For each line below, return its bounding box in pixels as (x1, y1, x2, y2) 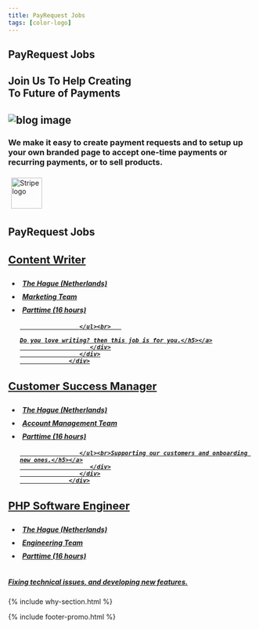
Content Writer (8, 253, 86, 267)
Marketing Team (22, 292, 77, 302)
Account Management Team (22, 418, 117, 427)
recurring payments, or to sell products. (8, 156, 163, 167)
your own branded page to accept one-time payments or (8, 147, 228, 158)
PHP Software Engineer (8, 499, 131, 512)
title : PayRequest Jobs (8, 11, 86, 20)
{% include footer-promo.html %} (8, 613, 116, 622)
